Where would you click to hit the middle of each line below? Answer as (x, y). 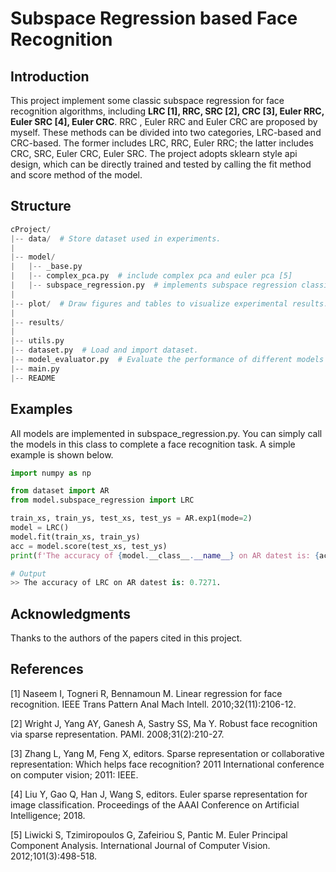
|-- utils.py (37, 341)
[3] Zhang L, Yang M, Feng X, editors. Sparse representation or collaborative (167, 753)
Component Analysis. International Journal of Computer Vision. (140, 845)
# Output (28, 573)
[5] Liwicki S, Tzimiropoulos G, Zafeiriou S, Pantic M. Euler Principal (149, 834)
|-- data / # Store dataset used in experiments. (116, 238)
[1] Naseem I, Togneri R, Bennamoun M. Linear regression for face (146, 693)
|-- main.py (35, 368)
